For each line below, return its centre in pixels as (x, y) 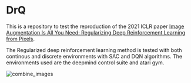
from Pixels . (21, 39)
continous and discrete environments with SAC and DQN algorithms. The (94, 56)
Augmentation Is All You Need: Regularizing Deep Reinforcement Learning (96, 32)
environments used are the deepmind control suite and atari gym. (85, 63)
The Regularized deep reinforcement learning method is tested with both (94, 50)
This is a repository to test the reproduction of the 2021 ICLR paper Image (95, 26)
